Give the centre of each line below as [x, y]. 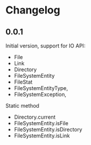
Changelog [33, 10]
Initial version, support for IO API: [45, 46]
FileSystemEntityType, [41, 88]
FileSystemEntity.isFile [41, 123]
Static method [22, 106]
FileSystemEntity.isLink [42, 136]
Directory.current [35, 117]
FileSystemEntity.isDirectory [48, 130]
